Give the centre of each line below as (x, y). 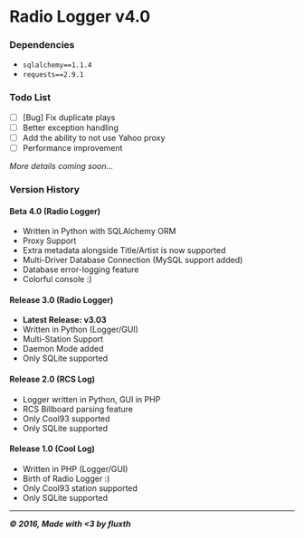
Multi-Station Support (63, 339)
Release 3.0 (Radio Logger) (62, 299)
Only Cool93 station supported (80, 488)
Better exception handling (71, 127)
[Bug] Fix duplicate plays (69, 117)
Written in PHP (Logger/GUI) (75, 468)
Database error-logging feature (81, 269)
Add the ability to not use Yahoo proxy (94, 137)
